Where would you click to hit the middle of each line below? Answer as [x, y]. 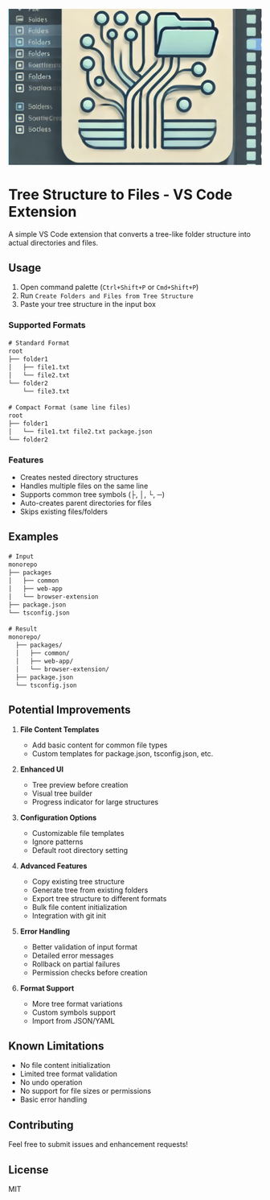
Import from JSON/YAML [73, 1020]
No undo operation [51, 1082]
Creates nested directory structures [79, 477]
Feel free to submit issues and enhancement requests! [98, 1144]
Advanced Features [53, 866]
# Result [23, 629]
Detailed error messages [73, 955]
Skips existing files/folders [64, 511]
